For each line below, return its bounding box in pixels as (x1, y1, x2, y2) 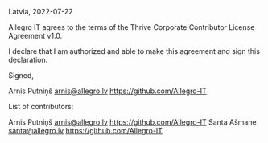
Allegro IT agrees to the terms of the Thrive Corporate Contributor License (8, 22, 255, 31)
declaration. (8, 55, 48, 64)
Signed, (8, 71, 34, 80)
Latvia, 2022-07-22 (8, 7, 74, 16)
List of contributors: (8, 102, 74, 111)
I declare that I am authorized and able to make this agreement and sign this (8, 47, 260, 55)
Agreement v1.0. (8, 31, 63, 40)
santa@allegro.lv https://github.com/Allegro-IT (8, 126, 163, 135)
